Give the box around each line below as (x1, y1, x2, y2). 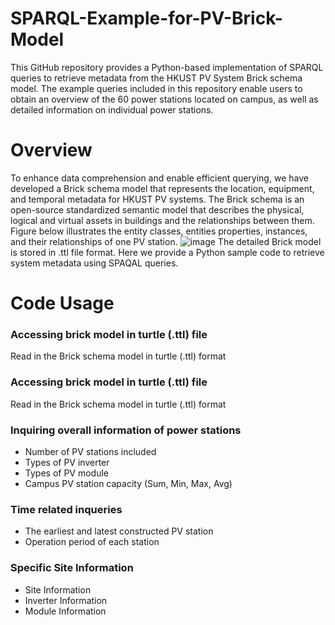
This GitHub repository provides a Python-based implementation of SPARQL (10, 61, 324, 73)
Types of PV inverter (24, 456, 110, 468)
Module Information (24, 605, 107, 617)
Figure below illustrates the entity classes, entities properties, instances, (10, 225, 308, 237)
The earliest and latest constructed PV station (24, 525, 214, 537)
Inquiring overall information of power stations (10, 423, 242, 437)
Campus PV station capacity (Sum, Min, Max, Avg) (24, 477, 233, 489)
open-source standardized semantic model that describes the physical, (10, 203, 305, 216)
